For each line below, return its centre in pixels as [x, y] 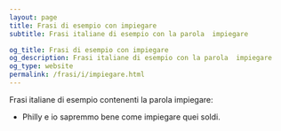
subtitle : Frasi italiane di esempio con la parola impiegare [129, 34]
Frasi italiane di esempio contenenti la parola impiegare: [111, 99]
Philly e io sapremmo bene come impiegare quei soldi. [121, 117]
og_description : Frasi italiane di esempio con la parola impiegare [141, 58]
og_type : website [41, 66]
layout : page [33, 17]
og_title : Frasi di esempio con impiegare [89, 50]
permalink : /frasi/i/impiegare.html [77, 75]
